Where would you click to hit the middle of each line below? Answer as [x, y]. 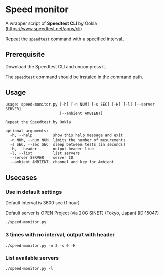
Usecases [21, 177]
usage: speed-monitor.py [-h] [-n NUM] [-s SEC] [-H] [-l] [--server [80, 104]
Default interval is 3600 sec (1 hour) [43, 203]
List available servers [32, 258]
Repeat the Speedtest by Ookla [38, 122]
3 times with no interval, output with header [60, 235]
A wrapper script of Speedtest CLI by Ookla [51, 23]
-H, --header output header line [52, 149]
